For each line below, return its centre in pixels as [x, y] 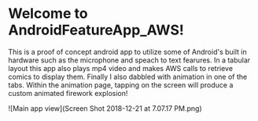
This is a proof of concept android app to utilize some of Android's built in [128, 52]
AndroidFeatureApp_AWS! [96, 30]
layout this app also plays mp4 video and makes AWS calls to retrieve [121, 68]
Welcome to [48, 14]
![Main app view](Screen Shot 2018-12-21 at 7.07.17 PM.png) [105, 108]
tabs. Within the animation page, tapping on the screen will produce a [121, 85]
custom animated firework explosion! [68, 93]
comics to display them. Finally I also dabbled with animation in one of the [128, 77]
